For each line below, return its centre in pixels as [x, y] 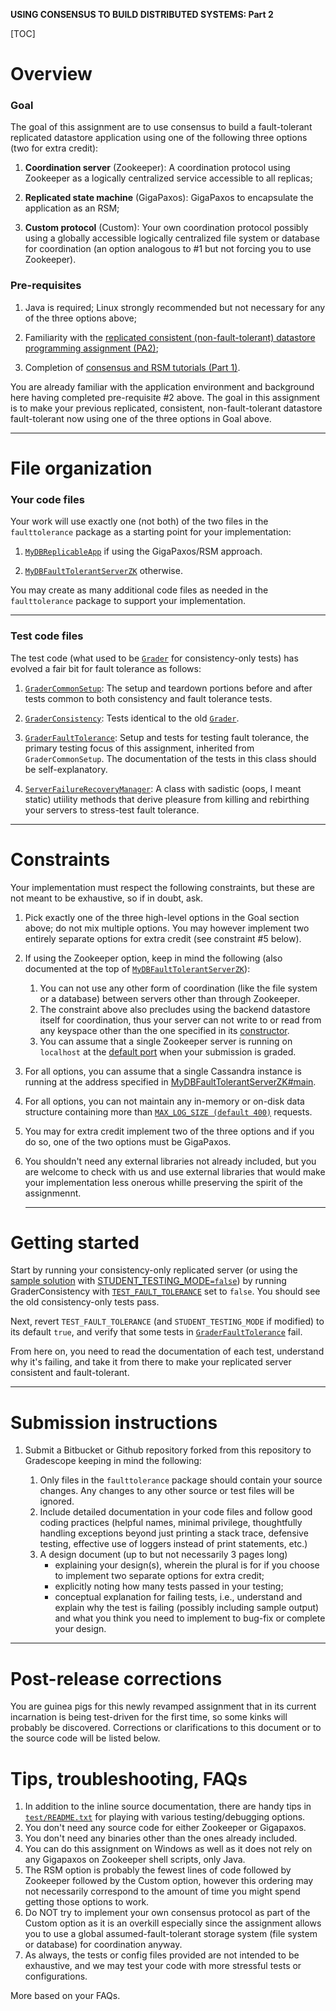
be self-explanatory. [66, 769]
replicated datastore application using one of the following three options [159, 138]
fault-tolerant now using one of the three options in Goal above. [141, 418]
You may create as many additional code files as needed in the [139, 590]
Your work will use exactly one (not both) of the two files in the [139, 521]
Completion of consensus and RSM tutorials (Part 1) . [132, 367]
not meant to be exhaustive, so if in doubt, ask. [107, 898]
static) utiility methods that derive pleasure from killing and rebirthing [167, 799]
